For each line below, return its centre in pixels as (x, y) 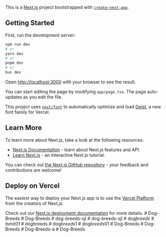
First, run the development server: (40, 35)
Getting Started (30, 23)
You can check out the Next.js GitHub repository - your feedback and (77, 165)
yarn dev (14, 54)
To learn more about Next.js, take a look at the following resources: (74, 140)
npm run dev (18, 44)
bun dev (13, 72)
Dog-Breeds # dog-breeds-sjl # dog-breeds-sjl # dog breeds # (90, 218)
